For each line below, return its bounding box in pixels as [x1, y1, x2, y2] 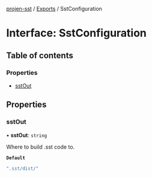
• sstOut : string [6, 131, 47, 138]
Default [6, 155, 26, 161]
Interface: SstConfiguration [6, 27, 147, 40]
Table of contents [6, 50, 73, 60]
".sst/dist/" [6, 166, 39, 172]
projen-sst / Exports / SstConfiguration [6, 5, 102, 12]
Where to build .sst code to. [6, 143, 75, 150]
